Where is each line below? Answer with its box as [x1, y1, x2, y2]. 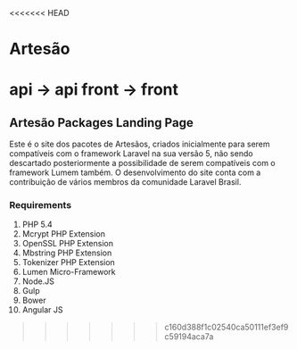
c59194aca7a [164, 331, 214, 342]
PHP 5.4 [21, 219, 54, 230]
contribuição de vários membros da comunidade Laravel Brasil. [9, 177, 242, 187]
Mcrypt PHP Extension [21, 229, 105, 239]
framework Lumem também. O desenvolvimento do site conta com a [9, 167, 261, 178]
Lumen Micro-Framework [21, 267, 116, 278]
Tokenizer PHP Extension [21, 257, 116, 268]
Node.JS [21, 276, 55, 287]
